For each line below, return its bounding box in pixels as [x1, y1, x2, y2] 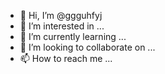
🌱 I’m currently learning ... [19, 31, 127, 42]
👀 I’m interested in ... [19, 20, 105, 32]
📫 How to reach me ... [19, 53, 113, 64]
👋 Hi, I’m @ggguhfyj [19, 10, 103, 21]
